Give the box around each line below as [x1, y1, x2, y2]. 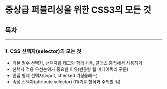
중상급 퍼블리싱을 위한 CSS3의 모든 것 [5, 4, 152, 16]
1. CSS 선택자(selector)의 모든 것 [5, 48, 81, 55]
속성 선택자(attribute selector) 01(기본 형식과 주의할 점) [12, 79, 121, 85]
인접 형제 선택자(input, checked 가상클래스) [12, 73, 98, 79]
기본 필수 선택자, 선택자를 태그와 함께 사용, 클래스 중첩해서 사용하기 [12, 60, 143, 66]
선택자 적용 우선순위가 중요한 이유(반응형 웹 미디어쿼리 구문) [12, 66, 129, 72]
